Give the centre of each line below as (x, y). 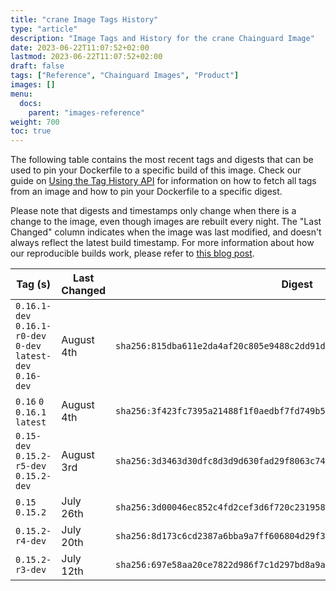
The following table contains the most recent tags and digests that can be (162, 160)
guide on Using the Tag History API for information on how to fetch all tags (163, 181)
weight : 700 (35, 122)
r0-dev (31, 336)
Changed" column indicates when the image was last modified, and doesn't (166, 232)
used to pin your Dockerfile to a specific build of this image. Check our (156, 170)
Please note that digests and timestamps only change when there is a (153, 211)
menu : (21, 94)
